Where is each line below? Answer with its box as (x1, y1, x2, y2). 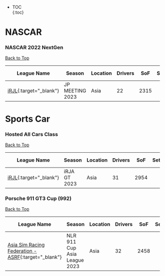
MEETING (63, 87, 86, 94)
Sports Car (5, 113, 50, 124)
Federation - (7, 248, 37, 254)
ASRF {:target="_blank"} (7, 254, 62, 261)
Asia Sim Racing (7, 242, 45, 248)
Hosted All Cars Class (5, 131, 58, 138)
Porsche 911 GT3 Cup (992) (5, 195, 72, 202)
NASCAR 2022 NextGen (5, 44, 64, 51)
